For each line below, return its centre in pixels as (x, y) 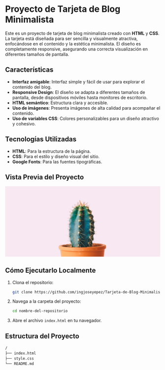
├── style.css (20, 358)
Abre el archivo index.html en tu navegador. (57, 321)
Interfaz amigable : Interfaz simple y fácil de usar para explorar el (78, 82)
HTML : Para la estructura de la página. (51, 151)
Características (29, 70)
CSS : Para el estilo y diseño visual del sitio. (56, 156)
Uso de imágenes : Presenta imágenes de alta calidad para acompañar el (86, 108)
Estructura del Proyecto (42, 336)
